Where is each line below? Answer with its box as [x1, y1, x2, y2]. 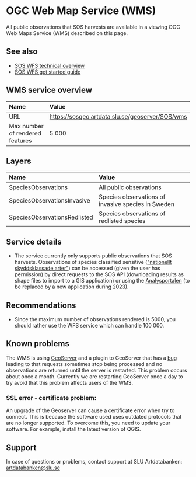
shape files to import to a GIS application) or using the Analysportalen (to [14, 277, 190, 284]
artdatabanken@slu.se [6, 464, 60, 471]
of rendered [9, 129, 42, 137]
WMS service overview [6, 85, 92, 95]
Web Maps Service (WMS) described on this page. [6, 29, 128, 36]
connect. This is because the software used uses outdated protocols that [6, 413, 182, 420]
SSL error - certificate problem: [6, 394, 97, 402]
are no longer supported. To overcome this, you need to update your [6, 419, 171, 427]
